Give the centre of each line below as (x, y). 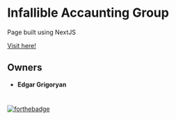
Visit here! (22, 45)
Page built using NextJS (42, 32)
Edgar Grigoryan (42, 84)
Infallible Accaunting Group (88, 13)
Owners (25, 68)
